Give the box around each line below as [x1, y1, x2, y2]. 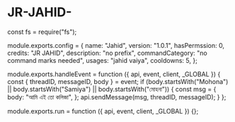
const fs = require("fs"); [7, 28, 77, 36]
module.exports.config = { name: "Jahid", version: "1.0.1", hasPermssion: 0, [7, 41, 225, 49]
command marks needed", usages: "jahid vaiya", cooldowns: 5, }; [7, 56, 198, 64]
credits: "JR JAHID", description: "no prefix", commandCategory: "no [7, 49, 207, 57]
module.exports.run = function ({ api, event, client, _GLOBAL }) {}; [7, 106, 199, 115]
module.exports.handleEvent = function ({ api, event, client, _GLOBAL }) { [7, 70, 221, 78]
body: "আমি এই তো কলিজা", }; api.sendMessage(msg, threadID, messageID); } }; [7, 92, 227, 101]
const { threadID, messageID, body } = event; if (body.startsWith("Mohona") [7, 77, 229, 85]
